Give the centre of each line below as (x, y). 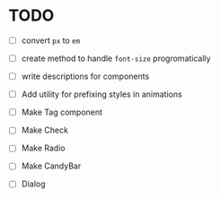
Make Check (45, 130)
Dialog (33, 184)
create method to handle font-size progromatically (116, 58)
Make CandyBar (51, 166)
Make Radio (43, 148)
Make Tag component (62, 112)
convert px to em (51, 40)
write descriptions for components (85, 76)
